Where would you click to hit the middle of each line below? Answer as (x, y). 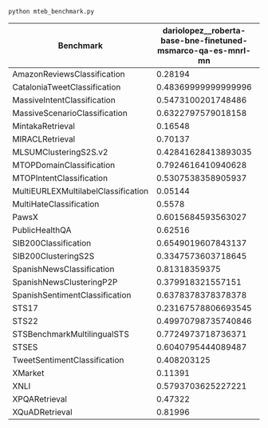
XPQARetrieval (40, 399)
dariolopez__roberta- (204, 30)
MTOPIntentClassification (60, 178)
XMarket (28, 373)
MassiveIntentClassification (64, 100)
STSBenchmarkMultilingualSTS (71, 334)
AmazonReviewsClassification (69, 74)
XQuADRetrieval (43, 412)
